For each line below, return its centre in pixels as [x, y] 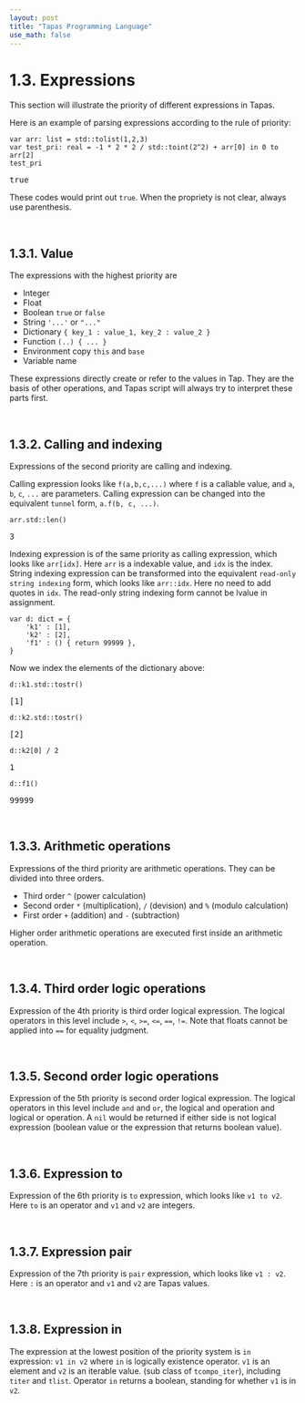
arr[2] [22, 156]
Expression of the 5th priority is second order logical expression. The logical [152, 1099]
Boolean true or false [64, 313]
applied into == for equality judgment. [79, 1030]
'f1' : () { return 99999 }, [81, 643]
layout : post [34, 18]
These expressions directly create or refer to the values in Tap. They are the [152, 378]
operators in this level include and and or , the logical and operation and [142, 1108]
